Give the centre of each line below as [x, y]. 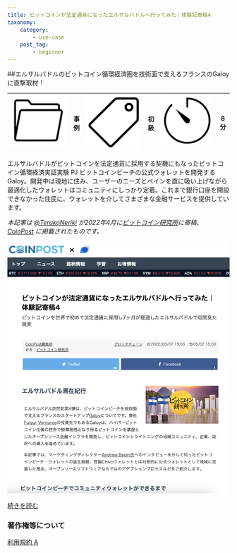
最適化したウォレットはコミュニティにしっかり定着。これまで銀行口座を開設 [119, 190]
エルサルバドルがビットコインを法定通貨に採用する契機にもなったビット [113, 163]
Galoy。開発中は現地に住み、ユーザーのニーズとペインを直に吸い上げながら [117, 181]
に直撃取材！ [26, 83]
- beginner [49, 52]
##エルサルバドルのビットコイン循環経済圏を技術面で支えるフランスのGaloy [119, 74]
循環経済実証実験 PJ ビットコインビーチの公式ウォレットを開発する [117, 172]
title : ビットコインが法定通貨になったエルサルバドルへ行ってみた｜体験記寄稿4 [109, 15]
